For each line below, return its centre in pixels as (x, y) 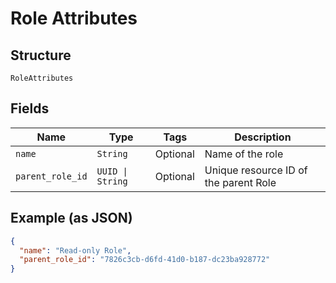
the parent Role (240, 182)
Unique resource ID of (256, 170)
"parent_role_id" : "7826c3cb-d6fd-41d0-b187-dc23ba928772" (145, 260)
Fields (30, 108)
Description (263, 137)
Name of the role (244, 154)
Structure (41, 55)
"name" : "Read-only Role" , (75, 250)
